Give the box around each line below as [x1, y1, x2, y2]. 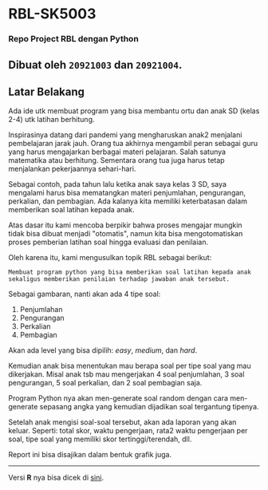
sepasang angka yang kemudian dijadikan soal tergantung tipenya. [39, 402, 259, 412]
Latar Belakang [8, 85, 85, 98]
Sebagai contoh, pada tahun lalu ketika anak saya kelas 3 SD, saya [8, 180, 227, 189]
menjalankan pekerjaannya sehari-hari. [8, 164, 136, 174]
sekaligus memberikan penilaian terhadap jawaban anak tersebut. [8, 275, 230, 283]
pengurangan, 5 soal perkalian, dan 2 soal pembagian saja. [8, 378, 203, 388]
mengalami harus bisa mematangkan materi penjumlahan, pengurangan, [8, 188, 246, 198]
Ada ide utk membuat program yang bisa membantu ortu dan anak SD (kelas [8, 106, 260, 116]
